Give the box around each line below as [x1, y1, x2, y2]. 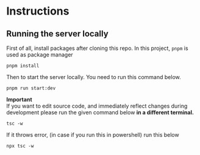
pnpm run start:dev [6, 85, 56, 91]
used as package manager [6, 51, 73, 58]
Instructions [6, 4, 70, 18]
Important [6, 96, 32, 103]
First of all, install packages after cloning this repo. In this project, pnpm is [6, 44, 188, 52]
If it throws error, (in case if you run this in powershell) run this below [6, 131, 179, 138]
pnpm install [6, 63, 40, 69]
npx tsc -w [6, 143, 34, 149]
